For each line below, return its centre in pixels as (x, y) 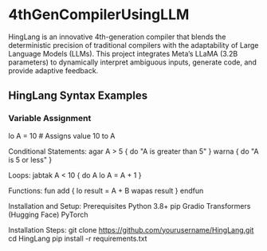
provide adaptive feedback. (53, 70)
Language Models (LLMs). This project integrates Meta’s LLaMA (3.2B (123, 53)
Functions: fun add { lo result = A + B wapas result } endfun (106, 190)
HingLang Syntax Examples (78, 96)
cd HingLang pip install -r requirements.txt (78, 238)
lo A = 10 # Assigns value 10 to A (62, 135)
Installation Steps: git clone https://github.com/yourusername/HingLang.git (131, 229)
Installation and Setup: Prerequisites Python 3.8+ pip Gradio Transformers (130, 206)
